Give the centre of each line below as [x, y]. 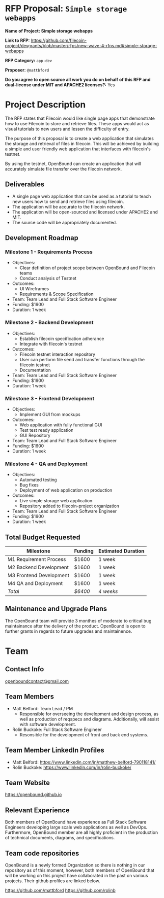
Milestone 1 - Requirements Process [49, 252]
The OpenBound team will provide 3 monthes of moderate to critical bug [78, 621]
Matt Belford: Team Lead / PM [42, 708]
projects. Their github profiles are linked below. [53, 881]
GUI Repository [35, 435]
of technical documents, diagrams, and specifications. [60, 838]
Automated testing [38, 480]
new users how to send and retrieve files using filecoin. [68, 201]
